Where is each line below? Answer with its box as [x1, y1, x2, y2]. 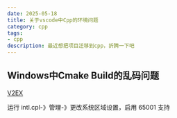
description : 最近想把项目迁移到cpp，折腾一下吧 [7, 42, 135, 49]
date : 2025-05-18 [7, 10, 58, 17]
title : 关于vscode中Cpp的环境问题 [7, 17, 99, 24]
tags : [7, 29, 23, 37]
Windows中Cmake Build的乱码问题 [7, 70, 160, 82]
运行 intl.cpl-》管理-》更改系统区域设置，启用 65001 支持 [7, 103, 170, 111]
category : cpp [7, 23, 49, 30]
